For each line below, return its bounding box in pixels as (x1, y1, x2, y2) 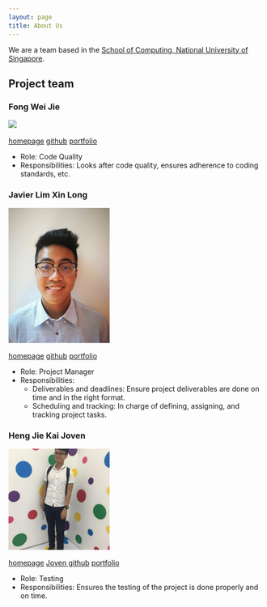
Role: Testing (19, 574, 64, 584)
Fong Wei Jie (8, 101, 61, 112)
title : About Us (8, 21, 63, 30)
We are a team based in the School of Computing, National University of (8, 45, 248, 54)
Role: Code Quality (19, 152, 83, 162)
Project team (8, 77, 74, 91)
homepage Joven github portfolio (8, 558, 120, 568)
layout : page (8, 13, 53, 21)
